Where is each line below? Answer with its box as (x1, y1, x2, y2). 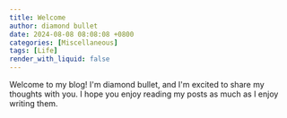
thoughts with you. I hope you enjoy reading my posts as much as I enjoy (9, 88, 279, 99)
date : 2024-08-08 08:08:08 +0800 (9, 29, 135, 38)
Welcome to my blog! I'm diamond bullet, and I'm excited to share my (9, 80, 265, 89)
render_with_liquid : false (9, 55, 110, 63)
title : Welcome (9, 13, 66, 22)
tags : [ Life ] (9, 46, 58, 55)
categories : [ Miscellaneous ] (9, 38, 118, 47)
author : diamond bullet (9, 21, 99, 30)
